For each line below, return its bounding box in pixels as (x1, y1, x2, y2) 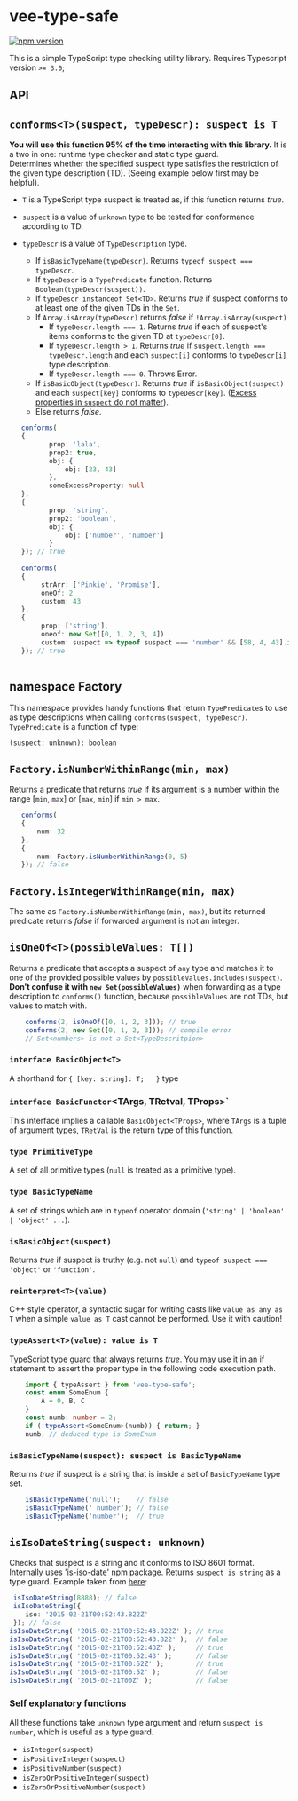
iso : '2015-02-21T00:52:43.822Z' (25, 1610, 149, 1619)
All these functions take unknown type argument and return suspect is (9, 1718, 263, 1728)
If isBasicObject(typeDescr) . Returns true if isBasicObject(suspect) (35, 378, 285, 389)
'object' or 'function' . (9, 1264, 96, 1275)
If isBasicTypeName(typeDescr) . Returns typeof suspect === (35, 256, 253, 266)
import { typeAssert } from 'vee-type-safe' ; (25, 1380, 197, 1389)
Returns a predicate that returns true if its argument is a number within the (9, 784, 280, 795)
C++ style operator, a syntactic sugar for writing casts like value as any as (9, 1304, 284, 1315)
